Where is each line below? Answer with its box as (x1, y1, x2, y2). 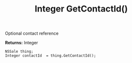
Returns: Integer (5, 40, 38, 46)
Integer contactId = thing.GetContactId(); (5, 53, 96, 58)
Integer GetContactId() (34, 3, 128, 14)
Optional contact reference (5, 30, 59, 37)
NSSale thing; (5, 49, 34, 54)
